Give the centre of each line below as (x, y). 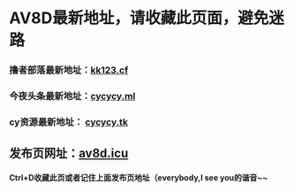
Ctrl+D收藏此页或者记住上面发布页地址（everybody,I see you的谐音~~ (139, 177)
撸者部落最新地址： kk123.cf (69, 70)
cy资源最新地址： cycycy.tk (68, 122)
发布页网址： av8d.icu (69, 154)
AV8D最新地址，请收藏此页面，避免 (139, 18)
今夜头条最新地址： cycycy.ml (72, 96)
